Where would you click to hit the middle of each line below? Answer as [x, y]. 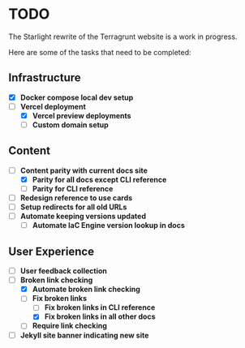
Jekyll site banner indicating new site [84, 335]
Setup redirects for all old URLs [73, 207]
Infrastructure [45, 78]
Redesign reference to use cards [76, 198]
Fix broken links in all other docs [100, 316]
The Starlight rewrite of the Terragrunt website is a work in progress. [123, 37]
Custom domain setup [71, 125]
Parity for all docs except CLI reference [99, 179]
